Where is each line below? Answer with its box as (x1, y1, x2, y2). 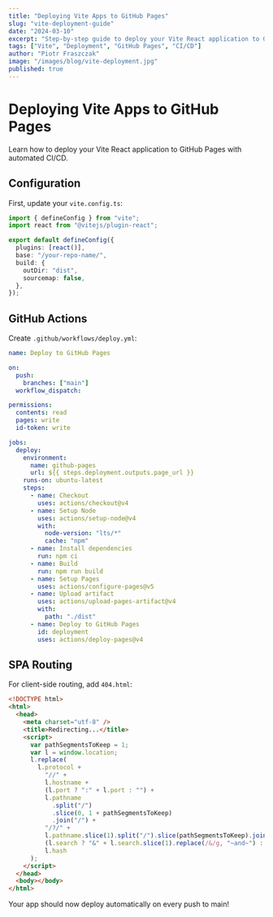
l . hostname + (44, 779, 89, 787)
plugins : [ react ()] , (15, 244, 85, 252)
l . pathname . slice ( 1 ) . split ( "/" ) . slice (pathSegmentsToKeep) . (44, 831, 253, 840)
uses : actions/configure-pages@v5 (37, 582, 154, 590)
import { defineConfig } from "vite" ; (8, 213, 140, 222)
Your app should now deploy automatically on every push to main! (8, 899, 230, 909)
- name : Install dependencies (29, 545, 132, 553)
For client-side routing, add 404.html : (8, 679, 132, 689)
